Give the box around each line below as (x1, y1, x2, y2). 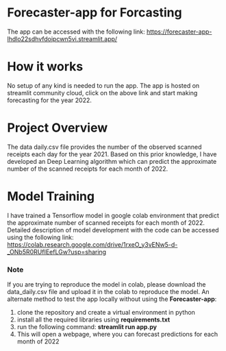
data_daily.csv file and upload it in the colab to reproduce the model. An (7, 288, 210, 296)
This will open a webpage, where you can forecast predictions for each (16, 330, 218, 339)
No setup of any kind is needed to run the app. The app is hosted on (7, 81, 200, 90)
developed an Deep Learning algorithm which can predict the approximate (7, 157, 217, 165)
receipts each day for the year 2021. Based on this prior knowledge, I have (7, 149, 217, 158)
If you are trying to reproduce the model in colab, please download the (7, 280, 206, 289)
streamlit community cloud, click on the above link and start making (7, 88, 198, 97)
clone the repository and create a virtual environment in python (16, 308, 195, 317)
